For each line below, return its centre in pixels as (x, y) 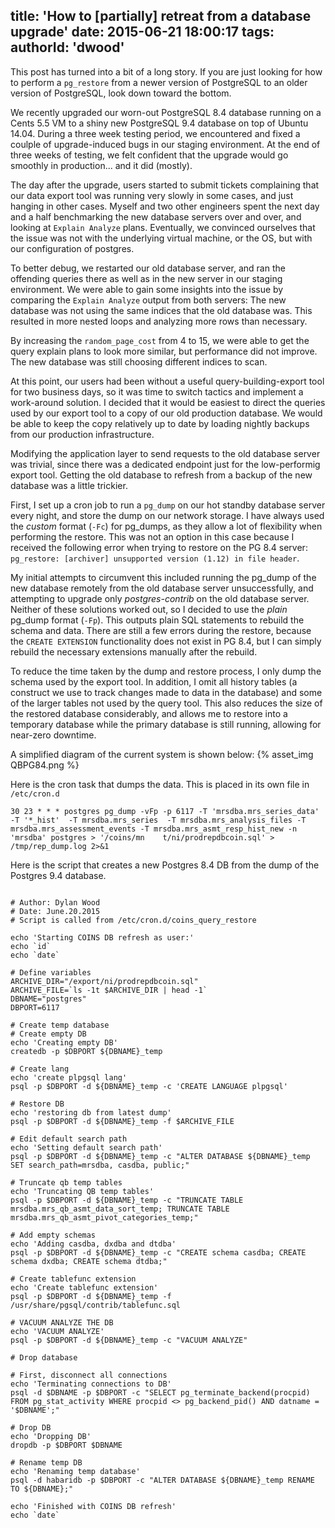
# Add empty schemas (53, 1235)
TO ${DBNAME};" (42, 1489)
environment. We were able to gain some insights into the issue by (147, 289)
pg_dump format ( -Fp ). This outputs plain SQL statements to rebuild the (157, 620)
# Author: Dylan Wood (55, 902)
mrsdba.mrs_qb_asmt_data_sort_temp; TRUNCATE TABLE (120, 1209)
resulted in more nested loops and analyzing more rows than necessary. (159, 321)
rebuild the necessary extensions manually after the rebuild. (134, 651)
